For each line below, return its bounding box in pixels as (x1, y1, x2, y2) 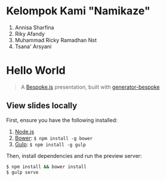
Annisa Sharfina (14, 24, 54, 31)
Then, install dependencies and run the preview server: (6, 152, 142, 159)
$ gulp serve (6, 169, 39, 175)
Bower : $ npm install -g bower (14, 134, 93, 141)
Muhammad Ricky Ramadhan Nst (14, 36, 97, 43)
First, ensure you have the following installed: (6, 116, 118, 123)
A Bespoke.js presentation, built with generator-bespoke (20, 83, 160, 90)
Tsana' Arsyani (14, 43, 52, 50)
